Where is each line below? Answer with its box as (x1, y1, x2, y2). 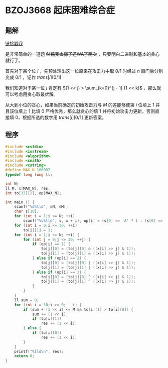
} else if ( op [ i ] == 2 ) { (32, 256, 86, 261)
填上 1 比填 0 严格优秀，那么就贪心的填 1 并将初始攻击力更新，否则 (18, 108, 155, 114)
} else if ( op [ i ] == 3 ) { (32, 270, 86, 275)
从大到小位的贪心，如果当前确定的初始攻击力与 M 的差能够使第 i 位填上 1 (5, 102, 154, 108)
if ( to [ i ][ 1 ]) (32, 316, 62, 321)
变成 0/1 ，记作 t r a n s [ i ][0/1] (5, 74, 62, 80)
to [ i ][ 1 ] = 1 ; (23, 227, 53, 232)
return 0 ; (14, 353, 35, 359)
